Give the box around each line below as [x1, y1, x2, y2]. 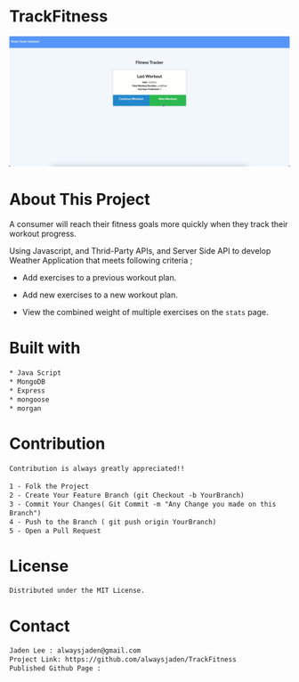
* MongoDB [9, 377, 46, 386]
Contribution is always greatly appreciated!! [9, 464, 185, 473]
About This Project [9, 189, 151, 209]
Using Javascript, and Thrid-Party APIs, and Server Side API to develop [9, 245, 271, 256]
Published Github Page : [9, 664, 101, 673]
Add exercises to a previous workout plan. [21, 272, 177, 282]
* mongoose [9, 394, 50, 404]
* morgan [9, 403, 42, 413]
